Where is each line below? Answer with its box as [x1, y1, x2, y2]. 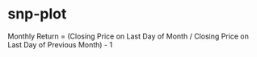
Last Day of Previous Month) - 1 [7, 39, 113, 49]
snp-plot [7, 5, 67, 23]
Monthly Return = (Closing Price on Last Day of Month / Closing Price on [7, 31, 250, 41]
